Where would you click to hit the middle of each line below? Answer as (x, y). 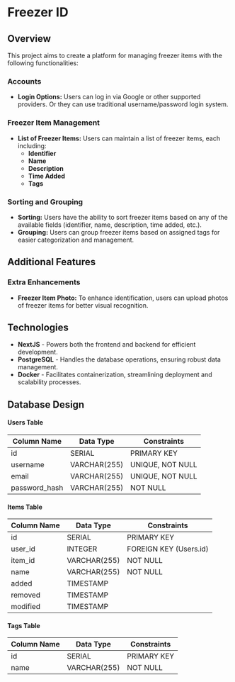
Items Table (25, 507)
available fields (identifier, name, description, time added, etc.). (109, 225)
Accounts (24, 81)
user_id (23, 549)
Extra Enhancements (44, 282)
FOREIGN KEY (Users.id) (168, 549)
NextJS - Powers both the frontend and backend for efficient (107, 345)
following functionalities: (43, 63)
